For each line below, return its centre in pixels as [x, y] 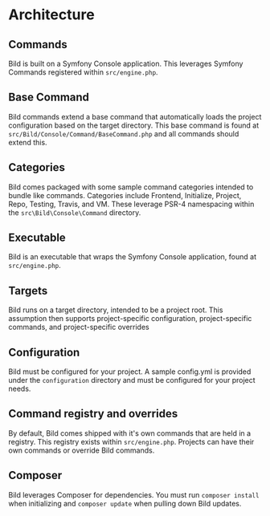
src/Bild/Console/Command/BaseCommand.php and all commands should [124, 133]
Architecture [51, 15]
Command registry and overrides [93, 414]
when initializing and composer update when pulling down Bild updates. [125, 503]
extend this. [28, 142]
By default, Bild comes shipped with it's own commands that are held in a [130, 433]
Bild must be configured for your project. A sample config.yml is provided [130, 372]
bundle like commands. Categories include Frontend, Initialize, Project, [125, 195]
